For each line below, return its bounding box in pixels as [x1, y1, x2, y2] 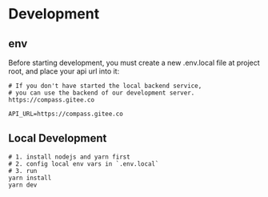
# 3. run [8, 167, 38, 175]
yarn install [8, 174, 52, 182]
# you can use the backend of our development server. [8, 89, 195, 97]
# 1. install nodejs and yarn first [8, 153, 130, 161]
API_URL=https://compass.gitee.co [8, 110, 124, 118]
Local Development [8, 131, 107, 145]
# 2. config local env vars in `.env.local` [8, 159, 159, 168]
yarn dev [8, 181, 38, 189]
